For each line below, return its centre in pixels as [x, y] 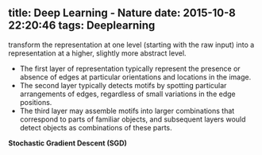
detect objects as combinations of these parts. [96, 127]
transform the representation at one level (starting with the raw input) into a [131, 45]
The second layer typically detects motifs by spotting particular [123, 85]
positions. [36, 102]
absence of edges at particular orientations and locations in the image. [135, 77]
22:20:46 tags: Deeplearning [82, 26]
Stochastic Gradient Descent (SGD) [67, 143]
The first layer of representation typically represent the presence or [130, 68]
